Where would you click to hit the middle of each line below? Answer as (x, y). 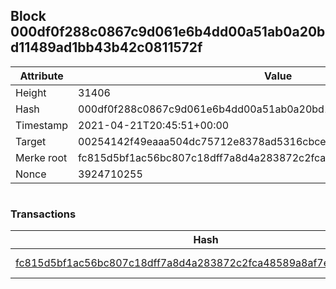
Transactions (43, 214)
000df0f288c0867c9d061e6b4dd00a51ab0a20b (168, 32)
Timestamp (42, 125)
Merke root (41, 157)
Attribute (41, 76)
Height (31, 92)
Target (31, 141)
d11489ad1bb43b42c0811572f (106, 47)
